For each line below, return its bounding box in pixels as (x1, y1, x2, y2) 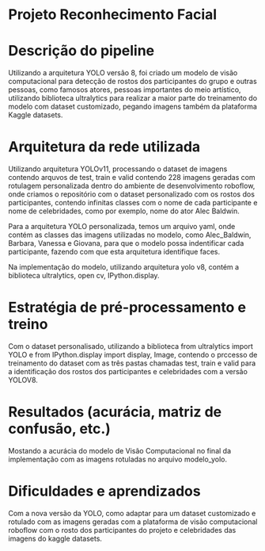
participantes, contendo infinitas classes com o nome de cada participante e (8, 198, 258, 208)
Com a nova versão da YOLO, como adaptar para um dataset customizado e (8, 508, 256, 518)
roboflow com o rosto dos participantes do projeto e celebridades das (8, 525, 237, 534)
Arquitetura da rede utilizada (8, 138, 201, 156)
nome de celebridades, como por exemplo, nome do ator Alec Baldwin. (8, 206, 240, 216)
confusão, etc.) (8, 420, 111, 438)
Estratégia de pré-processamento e (8, 299, 247, 316)
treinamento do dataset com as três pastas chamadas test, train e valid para (8, 358, 256, 368)
